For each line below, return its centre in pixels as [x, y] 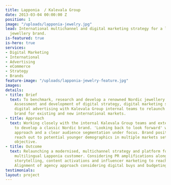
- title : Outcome [24, 147]
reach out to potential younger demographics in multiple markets [86, 137]
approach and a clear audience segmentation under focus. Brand [84, 132]
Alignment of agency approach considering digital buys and [79, 165]
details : [15, 90]
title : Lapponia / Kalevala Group [43, 10]
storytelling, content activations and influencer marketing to [84, 161]
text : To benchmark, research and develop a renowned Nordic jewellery [88, 99]
